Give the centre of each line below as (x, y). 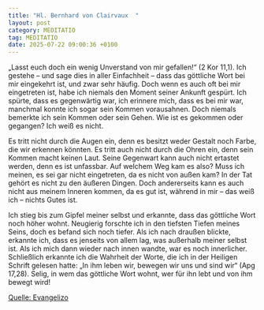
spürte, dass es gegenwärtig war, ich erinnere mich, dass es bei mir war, (126, 101)
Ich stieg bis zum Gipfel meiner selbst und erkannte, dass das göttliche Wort (132, 215)
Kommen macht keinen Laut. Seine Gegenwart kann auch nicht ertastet (124, 158)
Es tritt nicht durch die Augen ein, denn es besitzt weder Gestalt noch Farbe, (132, 141)
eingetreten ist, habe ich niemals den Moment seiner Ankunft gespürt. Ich (127, 92)
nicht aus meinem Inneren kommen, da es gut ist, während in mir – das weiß (131, 192)
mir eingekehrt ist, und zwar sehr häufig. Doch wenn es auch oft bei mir (125, 84)
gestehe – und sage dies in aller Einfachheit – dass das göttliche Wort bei (127, 76)
